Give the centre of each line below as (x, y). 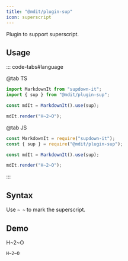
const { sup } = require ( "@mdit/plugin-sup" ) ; (65, 144)
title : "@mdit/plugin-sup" (39, 12)
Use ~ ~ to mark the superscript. (46, 210)
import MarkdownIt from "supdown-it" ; (54, 90)
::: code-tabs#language (35, 67)
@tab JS (17, 128)
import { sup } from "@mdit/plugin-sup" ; (58, 95)
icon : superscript (29, 17)
